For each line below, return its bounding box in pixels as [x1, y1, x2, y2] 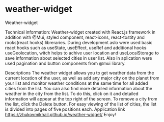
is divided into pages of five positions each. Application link [5, 106, 126, 112]
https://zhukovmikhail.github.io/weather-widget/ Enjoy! [5, 111, 116, 117]
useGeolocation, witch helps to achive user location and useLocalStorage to [5, 50, 159, 56]
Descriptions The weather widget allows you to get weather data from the [5, 70, 154, 75]
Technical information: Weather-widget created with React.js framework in [5, 29, 156, 35]
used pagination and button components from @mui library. [5, 60, 126, 66]
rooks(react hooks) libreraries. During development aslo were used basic [5, 39, 153, 45]
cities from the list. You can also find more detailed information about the [5, 85, 153, 91]
